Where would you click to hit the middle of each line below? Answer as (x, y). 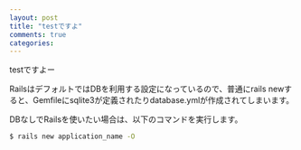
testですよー (33, 70)
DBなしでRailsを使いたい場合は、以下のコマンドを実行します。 (126, 119)
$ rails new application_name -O (72, 136)
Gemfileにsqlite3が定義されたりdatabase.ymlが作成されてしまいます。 (164, 100)
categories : (32, 43)
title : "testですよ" (46, 26)
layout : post (34, 18)
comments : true (38, 34)
